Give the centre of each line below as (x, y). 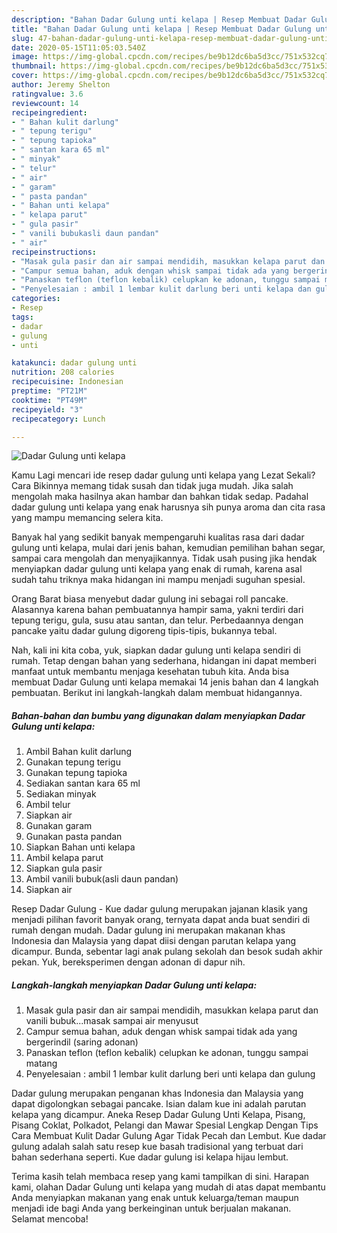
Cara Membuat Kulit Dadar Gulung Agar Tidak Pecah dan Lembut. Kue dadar (169, 1136)
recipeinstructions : (54, 252)
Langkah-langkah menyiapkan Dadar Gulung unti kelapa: (134, 985)
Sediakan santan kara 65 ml (83, 783)
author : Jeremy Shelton (61, 85)
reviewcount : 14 (45, 103)
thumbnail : (34, 66)
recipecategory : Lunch (58, 419)
